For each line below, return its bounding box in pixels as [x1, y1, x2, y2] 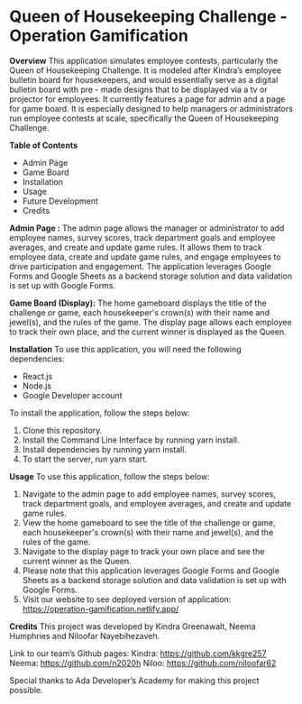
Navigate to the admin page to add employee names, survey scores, [22, 489, 277, 499]
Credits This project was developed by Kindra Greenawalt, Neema [9, 620, 256, 632]
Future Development [22, 196, 99, 206]
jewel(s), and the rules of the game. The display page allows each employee [9, 316, 292, 327]
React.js [22, 370, 53, 381]
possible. [9, 684, 43, 695]
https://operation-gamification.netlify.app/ [22, 603, 179, 614]
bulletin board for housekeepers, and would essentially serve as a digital [9, 74, 279, 85]
